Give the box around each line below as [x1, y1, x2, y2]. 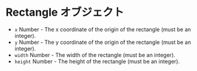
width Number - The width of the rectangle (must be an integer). [14, 51, 176, 58]
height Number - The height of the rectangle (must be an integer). [14, 58, 180, 65]
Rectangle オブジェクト [5, 5, 124, 19]
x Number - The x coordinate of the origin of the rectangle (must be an [14, 25, 192, 33]
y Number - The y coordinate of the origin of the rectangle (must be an [14, 39, 192, 46]
